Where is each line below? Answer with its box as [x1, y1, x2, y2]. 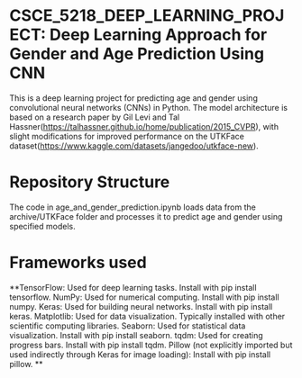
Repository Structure [9, 172, 170, 193]
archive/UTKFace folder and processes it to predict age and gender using [9, 211, 283, 221]
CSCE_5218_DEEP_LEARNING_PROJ [9, 5, 285, 26]
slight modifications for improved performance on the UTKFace [9, 130, 245, 141]
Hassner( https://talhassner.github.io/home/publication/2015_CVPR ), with [9, 121, 279, 131]
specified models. [9, 220, 76, 231]
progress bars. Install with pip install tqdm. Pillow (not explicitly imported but [9, 339, 293, 350]
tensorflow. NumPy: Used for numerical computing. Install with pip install [9, 292, 279, 302]
